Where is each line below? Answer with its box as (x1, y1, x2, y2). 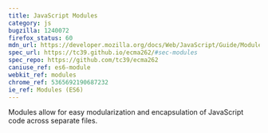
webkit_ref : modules (8, 71, 77, 79)
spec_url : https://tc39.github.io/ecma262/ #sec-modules (8, 49, 198, 57)
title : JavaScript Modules (8, 11, 98, 20)
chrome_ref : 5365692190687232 (8, 78, 109, 86)
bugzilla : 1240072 (8, 26, 69, 34)
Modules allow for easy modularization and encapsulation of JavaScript (8, 108, 244, 117)
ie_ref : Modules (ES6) (8, 85, 84, 94)
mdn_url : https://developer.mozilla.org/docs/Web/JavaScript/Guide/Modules (8, 41, 266, 49)
